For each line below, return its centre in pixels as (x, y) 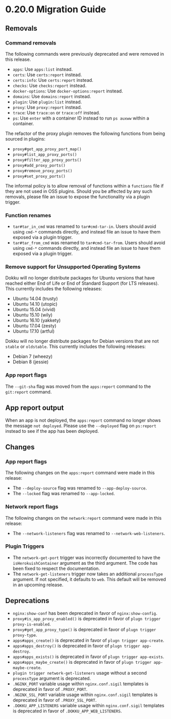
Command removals (31, 43)
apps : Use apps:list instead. (43, 69)
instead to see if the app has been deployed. (52, 431)
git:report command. (29, 391)
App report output (35, 408)
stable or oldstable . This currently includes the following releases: (76, 346)
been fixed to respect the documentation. (56, 568)
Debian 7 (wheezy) (32, 357)
